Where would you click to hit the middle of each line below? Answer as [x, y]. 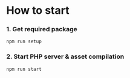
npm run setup [24, 42]
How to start [38, 10]
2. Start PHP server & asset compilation [65, 56]
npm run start [24, 69]
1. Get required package [42, 29]
